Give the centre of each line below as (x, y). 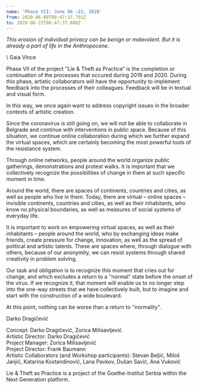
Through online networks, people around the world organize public (88, 160)
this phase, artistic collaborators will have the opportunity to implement (93, 81)
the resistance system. (34, 148)
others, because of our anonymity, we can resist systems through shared (96, 252)
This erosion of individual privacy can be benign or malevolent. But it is (93, 40)
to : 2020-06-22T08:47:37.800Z (44, 23)
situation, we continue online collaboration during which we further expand (98, 136)
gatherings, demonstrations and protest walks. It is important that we (91, 166)
